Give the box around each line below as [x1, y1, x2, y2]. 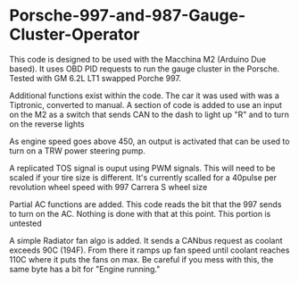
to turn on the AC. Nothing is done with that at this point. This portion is [9, 208, 271, 219]
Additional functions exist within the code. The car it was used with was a [9, 90, 279, 101]
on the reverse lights [9, 118, 85, 129]
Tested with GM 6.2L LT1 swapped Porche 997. [9, 72, 181, 83]
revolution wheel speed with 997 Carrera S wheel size [9, 181, 208, 192]
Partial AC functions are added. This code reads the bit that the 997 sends [9, 198, 282, 210]
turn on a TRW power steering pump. [9, 145, 145, 156]
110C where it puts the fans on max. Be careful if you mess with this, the [9, 254, 274, 264]
